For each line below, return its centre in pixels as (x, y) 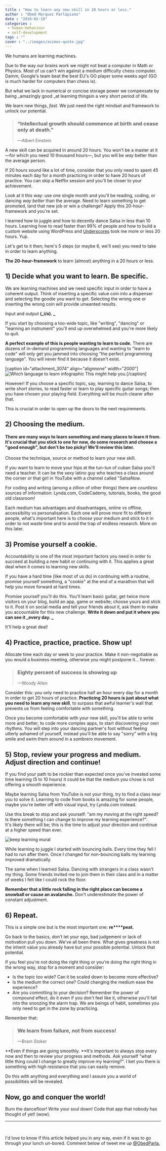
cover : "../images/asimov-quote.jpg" (45, 42)
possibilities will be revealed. (34, 1081)
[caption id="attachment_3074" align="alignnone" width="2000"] (72, 368)
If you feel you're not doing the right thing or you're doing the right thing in (81, 962)
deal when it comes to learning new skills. (48, 567)
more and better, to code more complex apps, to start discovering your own (82, 723)
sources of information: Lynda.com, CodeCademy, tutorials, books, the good (83, 493)
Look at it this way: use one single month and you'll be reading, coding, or (80, 196)
